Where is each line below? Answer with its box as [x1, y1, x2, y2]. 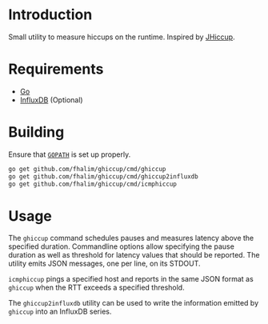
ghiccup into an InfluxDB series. [8, 306, 112, 317]
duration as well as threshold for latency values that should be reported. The [8, 250, 260, 260]
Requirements [8, 60, 104, 78]
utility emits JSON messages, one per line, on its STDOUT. [8, 258, 202, 269]
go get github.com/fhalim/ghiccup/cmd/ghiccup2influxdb [8, 172, 198, 181]
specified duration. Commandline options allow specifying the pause [8, 242, 234, 251]
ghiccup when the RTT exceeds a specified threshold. [8, 282, 186, 293]
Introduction [8, 6, 93, 24]
